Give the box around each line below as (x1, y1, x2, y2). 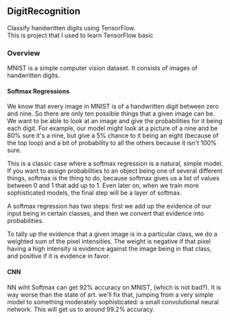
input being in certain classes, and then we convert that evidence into (7, 209, 205, 217)
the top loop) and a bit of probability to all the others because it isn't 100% (7, 139, 217, 147)
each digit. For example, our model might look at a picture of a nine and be (7, 124, 218, 133)
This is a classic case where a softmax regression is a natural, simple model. (7, 160, 223, 168)
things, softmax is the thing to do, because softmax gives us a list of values (7, 174, 220, 182)
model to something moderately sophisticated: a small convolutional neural (7, 297, 219, 306)
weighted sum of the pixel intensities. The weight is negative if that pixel (7, 237, 211, 246)
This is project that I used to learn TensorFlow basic (7, 31, 154, 39)
